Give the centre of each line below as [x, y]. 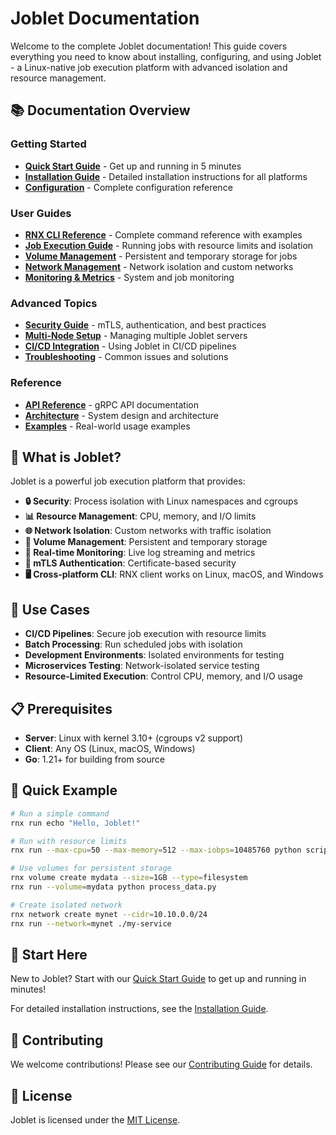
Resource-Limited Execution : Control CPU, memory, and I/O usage [163, 676]
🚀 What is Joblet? [66, 457]
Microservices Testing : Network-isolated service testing [142, 666]
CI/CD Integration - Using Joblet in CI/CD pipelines [130, 346]
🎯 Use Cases [50, 609]
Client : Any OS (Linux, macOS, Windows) [110, 748]
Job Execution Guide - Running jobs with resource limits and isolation [169, 245]
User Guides [41, 213]
